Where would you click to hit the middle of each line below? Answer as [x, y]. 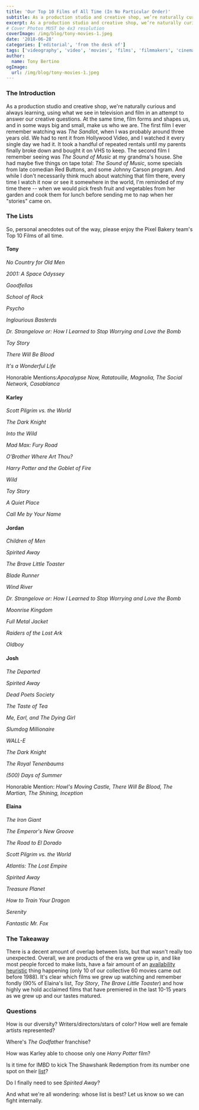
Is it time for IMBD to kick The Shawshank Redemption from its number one [98, 1065]
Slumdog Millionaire [31, 729]
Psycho [15, 308]
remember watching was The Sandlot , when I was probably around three [95, 131]
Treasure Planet [26, 888]
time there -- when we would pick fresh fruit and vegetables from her [91, 188]
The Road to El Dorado [34, 843]
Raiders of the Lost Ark [34, 633]
